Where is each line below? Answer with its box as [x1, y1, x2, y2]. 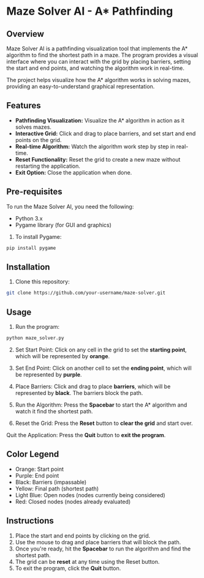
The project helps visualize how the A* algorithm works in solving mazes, [6, 77, 191, 83]
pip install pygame [6, 245, 56, 251]
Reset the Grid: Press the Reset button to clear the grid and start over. [15, 419, 193, 427]
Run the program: [15, 323, 60, 330]
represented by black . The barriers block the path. [15, 389, 143, 396]
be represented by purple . [15, 370, 82, 378]
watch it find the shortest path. [15, 407, 93, 415]
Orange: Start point [15, 465, 64, 473]
